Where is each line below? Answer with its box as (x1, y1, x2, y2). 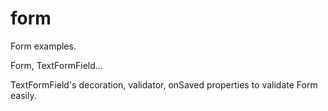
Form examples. (10, 40, 77, 52)
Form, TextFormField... (10, 59, 103, 71)
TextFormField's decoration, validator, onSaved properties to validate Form (10, 78, 318, 91)
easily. (10, 89, 37, 101)
